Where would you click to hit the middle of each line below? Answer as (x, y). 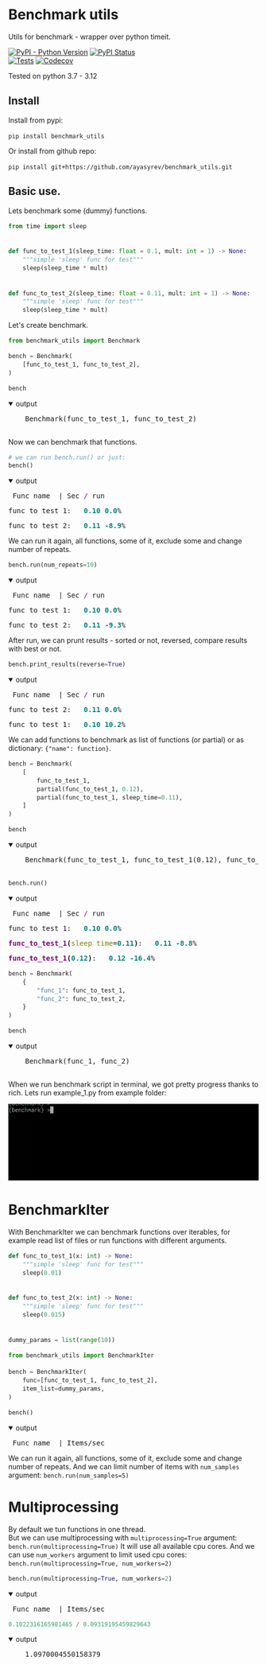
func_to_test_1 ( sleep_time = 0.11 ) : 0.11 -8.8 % (103, 943)
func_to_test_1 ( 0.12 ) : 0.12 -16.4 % (82, 958)
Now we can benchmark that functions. (73, 442)
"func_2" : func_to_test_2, (81, 999)
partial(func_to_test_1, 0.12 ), (91, 789)
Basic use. (35, 191)
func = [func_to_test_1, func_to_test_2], (90, 1381)
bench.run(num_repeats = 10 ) (53, 565)
